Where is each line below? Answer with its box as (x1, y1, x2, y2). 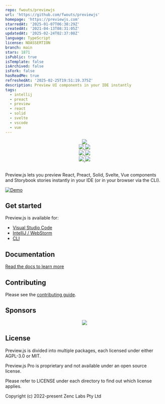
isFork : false (5, 69, 35, 74)
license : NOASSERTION (5, 40, 51, 46)
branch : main (5, 45, 33, 50)
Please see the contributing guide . (5, 291, 76, 297)
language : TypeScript (5, 36, 51, 41)
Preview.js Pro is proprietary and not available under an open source (5, 363, 147, 369)
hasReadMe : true (5, 73, 39, 78)
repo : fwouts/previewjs (5, 7, 55, 13)
